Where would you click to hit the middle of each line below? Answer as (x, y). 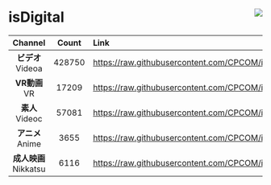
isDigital (36, 17)
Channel (29, 43)
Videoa (29, 68)
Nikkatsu (29, 169)
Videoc (29, 118)
